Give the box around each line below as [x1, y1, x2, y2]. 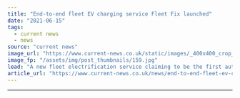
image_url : [7, 50, 40, 58]
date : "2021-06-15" [7, 17, 66, 24]
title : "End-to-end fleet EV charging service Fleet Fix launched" [7, 10, 213, 18]
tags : [7, 23, 24, 31]
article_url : [7, 70, 46, 77]
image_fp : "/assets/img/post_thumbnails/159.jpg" [7, 57, 159, 64]
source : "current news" [7, 43, 79, 50]
